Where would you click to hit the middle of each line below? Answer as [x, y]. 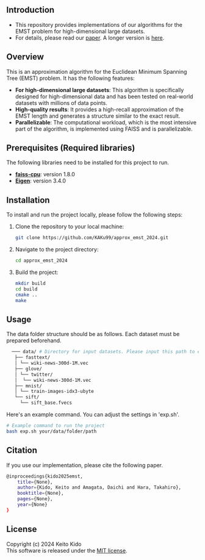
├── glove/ [28, 368]
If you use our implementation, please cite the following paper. [85, 465]
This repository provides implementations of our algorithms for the [99, 24]
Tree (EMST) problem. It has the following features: [71, 78]
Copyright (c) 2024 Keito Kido [44, 544]
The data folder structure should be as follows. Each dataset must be [93, 334]
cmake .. [26, 295]
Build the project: [37, 272]
